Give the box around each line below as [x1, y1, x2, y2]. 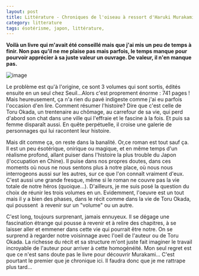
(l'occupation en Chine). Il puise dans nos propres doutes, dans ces [6, 158, 171, 165]
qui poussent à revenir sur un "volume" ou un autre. [6, 202, 134, 209]
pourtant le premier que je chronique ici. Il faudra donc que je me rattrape [6, 257, 185, 264]
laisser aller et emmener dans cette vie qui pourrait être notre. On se [6, 226, 173, 233]
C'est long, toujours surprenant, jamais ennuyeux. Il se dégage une [6, 213, 170, 220]
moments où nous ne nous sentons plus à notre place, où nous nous [6, 164, 173, 171]
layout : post [6, 8, 38, 15]
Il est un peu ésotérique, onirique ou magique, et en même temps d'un [6, 145, 178, 152]
